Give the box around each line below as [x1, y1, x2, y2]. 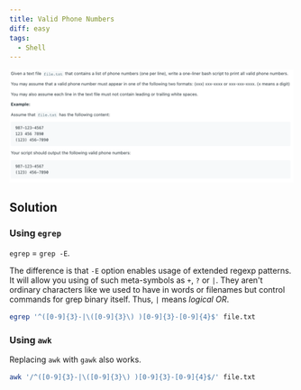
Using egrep [9, 227, 61, 240]
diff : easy [9, 23, 50, 33]
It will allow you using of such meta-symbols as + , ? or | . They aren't [9, 275, 263, 286]
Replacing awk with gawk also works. [9, 354, 141, 365]
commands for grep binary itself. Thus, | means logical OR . [9, 294, 230, 304]
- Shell [17, 43, 47, 52]
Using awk [9, 333, 52, 346]
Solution [9, 200, 58, 215]
